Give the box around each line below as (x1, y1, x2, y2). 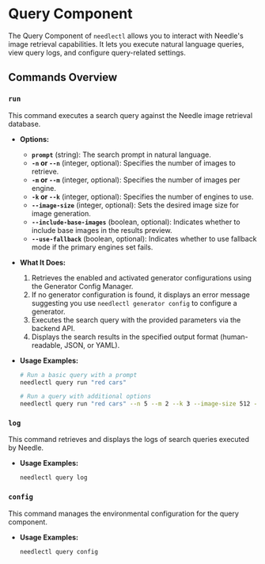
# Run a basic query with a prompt (19, 371, 138, 379)
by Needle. (8, 443, 44, 452)
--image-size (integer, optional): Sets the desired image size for (31, 200, 239, 210)
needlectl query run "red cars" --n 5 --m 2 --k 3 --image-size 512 (19, 400, 251, 408)
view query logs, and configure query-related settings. (8, 48, 186, 57)
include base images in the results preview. (31, 225, 172, 234)
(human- (220, 332, 249, 341)
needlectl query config (19, 547, 99, 555)
